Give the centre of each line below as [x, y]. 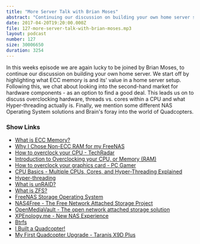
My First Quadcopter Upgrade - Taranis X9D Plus [75, 235]
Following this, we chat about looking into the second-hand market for [92, 86]
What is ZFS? [31, 190]
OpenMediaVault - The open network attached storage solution [92, 209]
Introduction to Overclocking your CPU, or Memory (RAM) [85, 159]
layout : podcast [26, 34]
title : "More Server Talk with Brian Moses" [62, 12]
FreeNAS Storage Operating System [59, 197]
